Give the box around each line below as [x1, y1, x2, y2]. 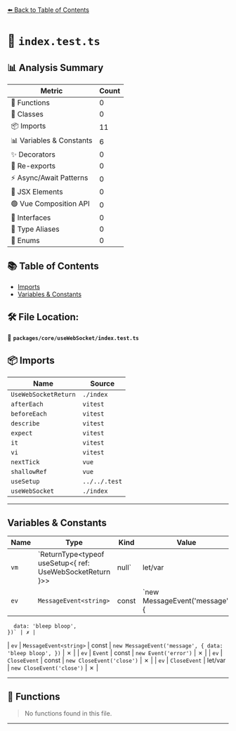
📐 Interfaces [11, 213, 51, 223]
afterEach [11, 400, 44, 409]
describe [11, 420, 40, 428]
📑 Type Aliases [11, 224, 60, 234]
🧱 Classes [11, 110, 44, 119]
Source [90, 378, 114, 388]
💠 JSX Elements [11, 187, 63, 197]
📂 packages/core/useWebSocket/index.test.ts [7, 333, 139, 342]
